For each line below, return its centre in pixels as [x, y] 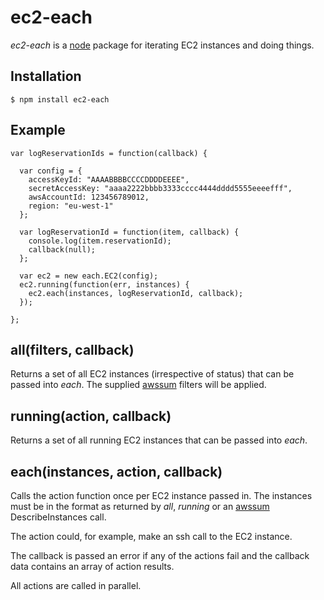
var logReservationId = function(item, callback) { [129, 232]
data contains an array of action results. [92, 566]
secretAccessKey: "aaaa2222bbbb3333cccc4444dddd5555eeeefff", [160, 188]
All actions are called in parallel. [76, 585]
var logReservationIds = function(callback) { [109, 153]
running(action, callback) [91, 416]
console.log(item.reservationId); [100, 241]
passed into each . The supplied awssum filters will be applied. [138, 385]
